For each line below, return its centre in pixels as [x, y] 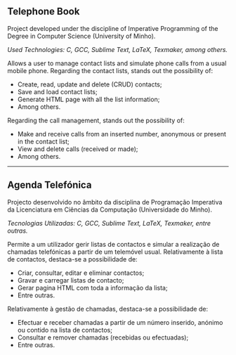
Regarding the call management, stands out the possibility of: [96, 120]
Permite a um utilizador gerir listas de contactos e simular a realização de [113, 244]
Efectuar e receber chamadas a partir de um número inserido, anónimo [120, 322]
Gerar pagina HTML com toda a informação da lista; [92, 288]
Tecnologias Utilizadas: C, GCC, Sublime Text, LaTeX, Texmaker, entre [109, 223]
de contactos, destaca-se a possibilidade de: [73, 259]
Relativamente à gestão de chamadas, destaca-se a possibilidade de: [108, 309]
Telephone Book [44, 12]
